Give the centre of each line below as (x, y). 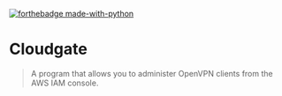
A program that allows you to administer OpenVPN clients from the (152, 73)
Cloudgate (49, 49)
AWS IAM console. (65, 83)
